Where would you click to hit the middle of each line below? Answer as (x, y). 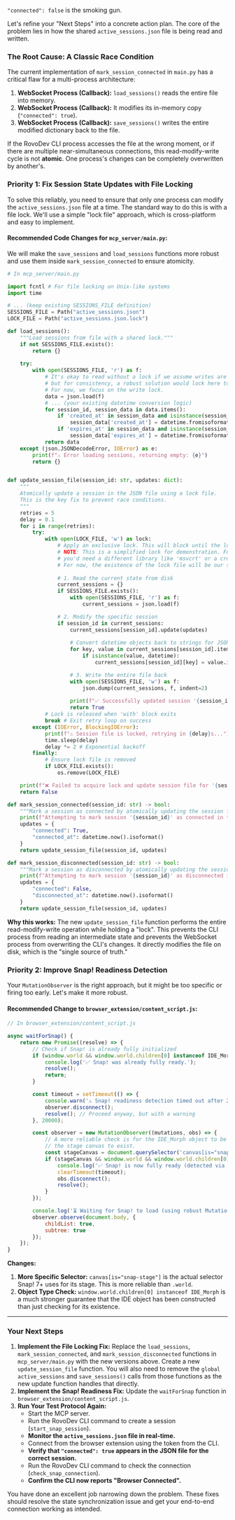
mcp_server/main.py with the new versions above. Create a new (109, 1362)
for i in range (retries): (58, 526)
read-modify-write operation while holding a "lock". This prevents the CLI (113, 929)
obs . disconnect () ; (84, 1179)
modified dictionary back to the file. (69, 130)
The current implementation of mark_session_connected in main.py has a (110, 72)
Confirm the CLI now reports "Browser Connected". (105, 1481)
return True (87, 708)
